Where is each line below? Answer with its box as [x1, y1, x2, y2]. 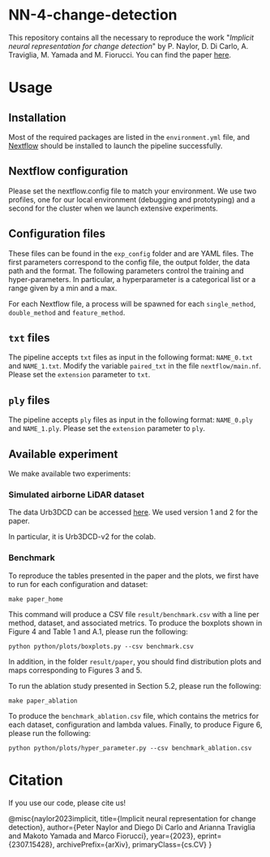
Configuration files [8, 227, 105, 241]
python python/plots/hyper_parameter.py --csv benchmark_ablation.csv [8, 744, 252, 752]
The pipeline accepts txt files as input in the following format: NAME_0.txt [8, 352, 253, 363]
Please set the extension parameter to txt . [8, 370, 151, 380]
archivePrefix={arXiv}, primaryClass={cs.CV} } [56, 839, 212, 849]
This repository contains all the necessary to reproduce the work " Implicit [8, 33, 254, 42]
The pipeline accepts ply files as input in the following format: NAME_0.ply [8, 415, 253, 424]
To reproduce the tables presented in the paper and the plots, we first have [8, 571, 259, 581]
